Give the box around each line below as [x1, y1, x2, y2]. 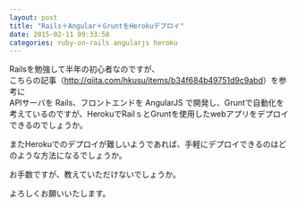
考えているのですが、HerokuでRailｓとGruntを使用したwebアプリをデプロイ [9, 108, 289, 119]
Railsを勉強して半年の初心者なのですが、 [9, 64, 160, 74]
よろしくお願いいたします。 [9, 188, 111, 199]
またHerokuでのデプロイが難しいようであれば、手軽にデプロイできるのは [9, 139, 279, 150]
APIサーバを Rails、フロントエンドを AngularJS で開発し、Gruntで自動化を [9, 98, 284, 108]
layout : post [9, 13, 58, 22]
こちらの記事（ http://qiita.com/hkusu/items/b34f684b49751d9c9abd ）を [9, 75, 279, 86]
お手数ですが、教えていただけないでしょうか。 [9, 169, 182, 180]
